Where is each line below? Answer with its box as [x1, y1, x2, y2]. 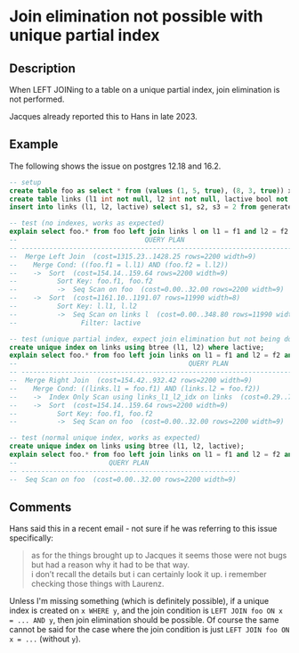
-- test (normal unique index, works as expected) [9, 434, 201, 442]
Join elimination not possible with [9, 6, 263, 27]
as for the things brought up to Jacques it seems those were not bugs [30, 550, 287, 561]
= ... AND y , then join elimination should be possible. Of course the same [9, 615, 279, 625]
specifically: [9, 533, 53, 543]
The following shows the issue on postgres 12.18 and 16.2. [9, 161, 222, 171]
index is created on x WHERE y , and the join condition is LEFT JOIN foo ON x [9, 605, 283, 616]
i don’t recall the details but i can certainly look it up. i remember [30, 569, 267, 580]
